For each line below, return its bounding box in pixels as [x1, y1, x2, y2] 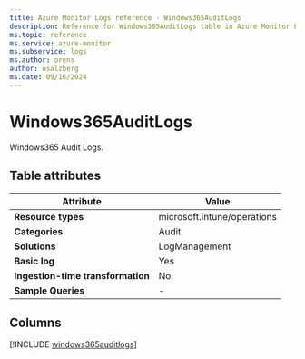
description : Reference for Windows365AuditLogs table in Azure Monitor [9, 22, 290, 31]
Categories [14, 224, 64, 237]
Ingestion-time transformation [14, 269, 150, 282]
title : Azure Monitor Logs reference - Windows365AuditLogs [9, 13, 242, 23]
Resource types [14, 210, 84, 223]
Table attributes [9, 168, 102, 184]
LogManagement [158, 240, 231, 253]
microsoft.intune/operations [158, 210, 277, 223]
